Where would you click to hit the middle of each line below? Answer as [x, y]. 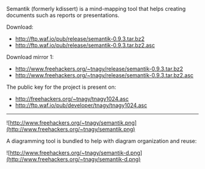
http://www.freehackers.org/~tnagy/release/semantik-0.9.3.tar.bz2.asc [104, 75]
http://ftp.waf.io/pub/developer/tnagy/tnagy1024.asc [81, 105]
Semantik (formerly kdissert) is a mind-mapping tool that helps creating [96, 9]
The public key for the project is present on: [61, 87]
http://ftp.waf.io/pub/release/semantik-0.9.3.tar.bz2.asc [85, 45]
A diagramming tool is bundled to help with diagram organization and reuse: [102, 141]
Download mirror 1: [30, 57]
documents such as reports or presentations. [63, 15]
